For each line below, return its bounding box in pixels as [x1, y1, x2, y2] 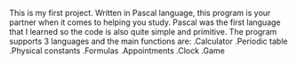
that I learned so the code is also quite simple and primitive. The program [9, 27, 277, 37]
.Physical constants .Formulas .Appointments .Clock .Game [9, 45, 225, 56]
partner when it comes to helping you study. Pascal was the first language [9, 17, 281, 28]
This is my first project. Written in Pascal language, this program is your [9, 8, 271, 18]
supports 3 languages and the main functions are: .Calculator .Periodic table [9, 36, 288, 46]
